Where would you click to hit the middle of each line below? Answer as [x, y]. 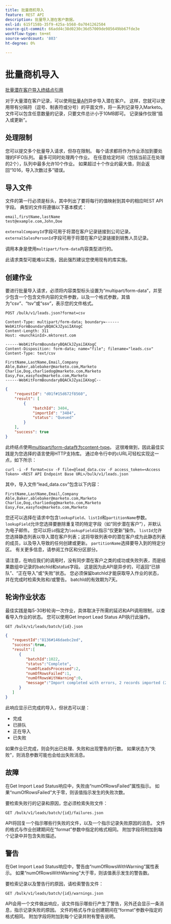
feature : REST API [25, 15]
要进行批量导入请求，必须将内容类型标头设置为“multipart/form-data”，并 [81, 291]
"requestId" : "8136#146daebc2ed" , [47, 640]
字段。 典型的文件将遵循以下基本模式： [46, 207]
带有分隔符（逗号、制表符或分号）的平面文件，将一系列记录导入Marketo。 [87, 107]
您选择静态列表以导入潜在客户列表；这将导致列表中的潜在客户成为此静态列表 [85, 536]
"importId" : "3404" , [54, 413]
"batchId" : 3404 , [51, 408]
